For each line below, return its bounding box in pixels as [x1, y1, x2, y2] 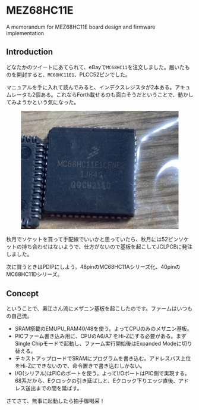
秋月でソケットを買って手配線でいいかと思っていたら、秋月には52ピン [6, 236, 179, 243]
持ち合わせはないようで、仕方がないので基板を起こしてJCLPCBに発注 [21, 243, 193, 250]
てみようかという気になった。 [6, 98, 79, 105]
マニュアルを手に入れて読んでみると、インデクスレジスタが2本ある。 [6, 83, 175, 91]
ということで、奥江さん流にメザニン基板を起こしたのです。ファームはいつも [6, 305, 193, 312]
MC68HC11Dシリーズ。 [6, 271, 63, 278]
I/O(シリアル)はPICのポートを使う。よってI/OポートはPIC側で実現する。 [14, 370, 190, 377]
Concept [6, 288, 39, 299]
